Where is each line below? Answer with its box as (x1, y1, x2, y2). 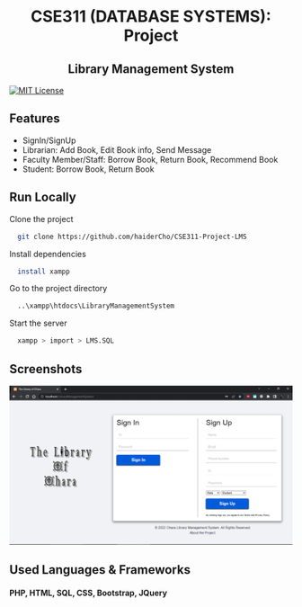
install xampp (17, 267, 70, 276)
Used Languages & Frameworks (9, 562, 191, 577)
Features (9, 111, 60, 127)
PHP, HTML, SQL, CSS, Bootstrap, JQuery (9, 587, 168, 598)
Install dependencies (9, 248, 87, 259)
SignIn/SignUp (22, 135, 76, 146)
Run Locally (9, 190, 76, 205)
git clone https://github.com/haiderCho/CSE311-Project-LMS (17, 232, 247, 241)
